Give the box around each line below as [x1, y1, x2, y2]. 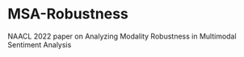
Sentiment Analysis [7, 39, 72, 49]
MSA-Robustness [7, 5, 128, 23]
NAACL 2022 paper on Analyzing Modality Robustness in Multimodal [7, 31, 237, 41]
